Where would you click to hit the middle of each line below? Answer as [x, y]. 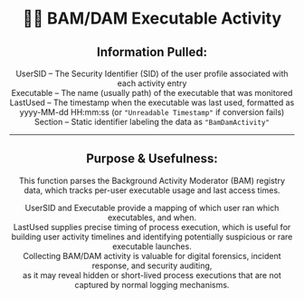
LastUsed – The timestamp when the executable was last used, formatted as [152, 102]
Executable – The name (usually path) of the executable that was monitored [152, 93]
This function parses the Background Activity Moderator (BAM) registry [152, 180]
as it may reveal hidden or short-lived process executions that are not [152, 275]
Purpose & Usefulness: [152, 159]
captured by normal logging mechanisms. [152, 285]
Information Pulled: [152, 52]
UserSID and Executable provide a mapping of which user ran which [152, 207]
